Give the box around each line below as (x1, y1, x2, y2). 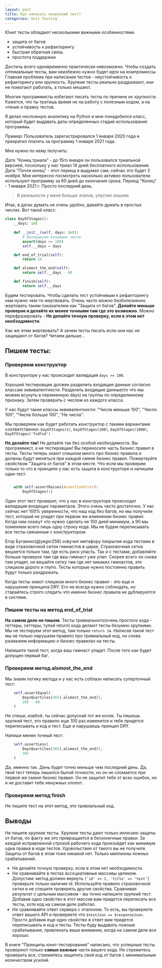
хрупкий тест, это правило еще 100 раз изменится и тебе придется (5, 718, 144, 724)
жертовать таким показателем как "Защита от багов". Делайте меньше (5, 302, 155, 309)
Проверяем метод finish (5, 792, 66, 798)
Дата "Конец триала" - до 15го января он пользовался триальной (5, 157, 141, 163)
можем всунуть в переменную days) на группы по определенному (5, 392, 144, 398)
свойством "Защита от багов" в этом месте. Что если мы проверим (5, 461, 146, 467)
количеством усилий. (5, 957, 50, 963)
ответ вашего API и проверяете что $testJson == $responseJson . (12, 912, 144, 917)
